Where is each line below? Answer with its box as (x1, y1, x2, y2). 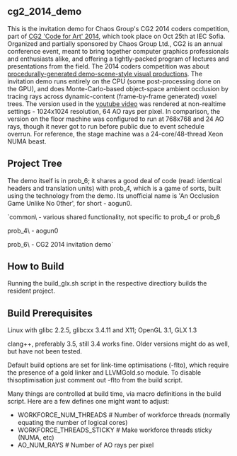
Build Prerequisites (7, 307, 93, 319)
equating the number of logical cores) (17, 419, 128, 427)
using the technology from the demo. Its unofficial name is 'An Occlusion (7, 191, 219, 200)
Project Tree (7, 158, 62, 170)
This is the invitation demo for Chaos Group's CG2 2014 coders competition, (7, 24, 230, 33)
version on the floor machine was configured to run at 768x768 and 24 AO (7, 115, 224, 123)
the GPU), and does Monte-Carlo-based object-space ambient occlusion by (7, 84, 229, 93)
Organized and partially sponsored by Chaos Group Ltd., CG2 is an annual (7, 39, 223, 48)
